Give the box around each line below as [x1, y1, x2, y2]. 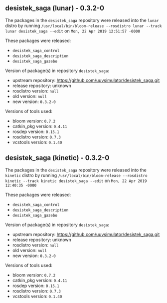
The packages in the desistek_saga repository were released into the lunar [5, 17, 159, 23]
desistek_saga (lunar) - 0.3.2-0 [5, 4, 105, 12]
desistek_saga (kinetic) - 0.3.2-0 [5, 153, 110, 162]
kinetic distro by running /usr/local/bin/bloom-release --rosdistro [5, 172, 148, 178]
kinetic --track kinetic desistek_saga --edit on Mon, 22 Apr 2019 [5, 177, 147, 183]
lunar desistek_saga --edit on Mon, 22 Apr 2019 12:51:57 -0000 [5, 27, 141, 34]
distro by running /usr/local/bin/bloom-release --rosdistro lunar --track [5, 22, 162, 28]
